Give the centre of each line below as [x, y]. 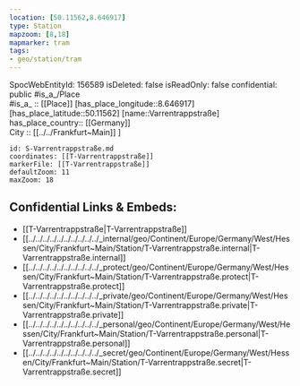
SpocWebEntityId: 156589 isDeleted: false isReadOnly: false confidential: [143, 85]
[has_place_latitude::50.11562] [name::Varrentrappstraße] [115, 113]
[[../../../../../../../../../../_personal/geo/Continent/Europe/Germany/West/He [156, 324]
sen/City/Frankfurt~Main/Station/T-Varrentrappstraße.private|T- [140, 305]
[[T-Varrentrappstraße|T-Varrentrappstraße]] [105, 228]
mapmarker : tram [39, 43]
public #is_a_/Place [45, 94]
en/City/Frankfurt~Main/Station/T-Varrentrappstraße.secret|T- [137, 362]
